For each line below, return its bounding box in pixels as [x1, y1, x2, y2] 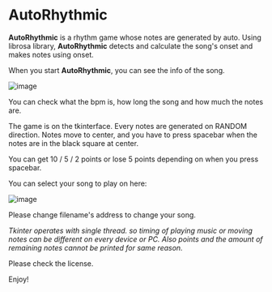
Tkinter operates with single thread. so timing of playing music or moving [8, 225, 253, 235]
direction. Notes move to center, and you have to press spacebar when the [8, 130, 257, 140]
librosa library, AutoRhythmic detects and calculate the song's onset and [8, 41, 253, 50]
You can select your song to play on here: [8, 178, 147, 188]
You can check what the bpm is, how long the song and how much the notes [8, 97, 264, 106]
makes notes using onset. [8, 49, 95, 59]
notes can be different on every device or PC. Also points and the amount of [8, 234, 263, 244]
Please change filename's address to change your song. [8, 209, 197, 220]
